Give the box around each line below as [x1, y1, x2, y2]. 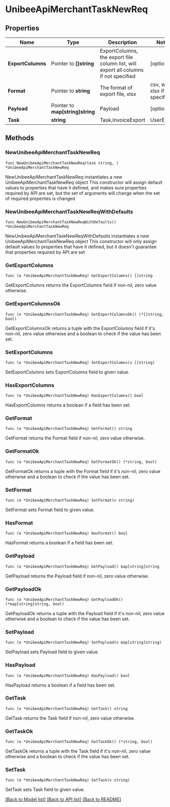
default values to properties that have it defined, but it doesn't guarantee [5, 244, 157, 250]
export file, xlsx [100, 90, 137, 97]
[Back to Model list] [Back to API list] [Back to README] [5, 796, 121, 802]
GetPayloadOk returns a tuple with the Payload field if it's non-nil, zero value [5, 610, 165, 616]
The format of [100, 84, 133, 91]
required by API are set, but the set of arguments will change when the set [5, 190, 160, 196]
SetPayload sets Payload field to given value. [5, 649, 99, 655]
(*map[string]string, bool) [5, 601, 65, 607]
